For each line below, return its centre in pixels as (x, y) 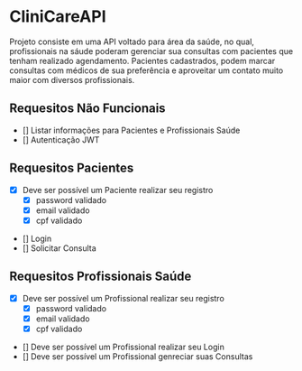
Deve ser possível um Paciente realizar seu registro (118, 190)
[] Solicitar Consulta (59, 248)
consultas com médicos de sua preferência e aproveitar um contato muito (146, 70)
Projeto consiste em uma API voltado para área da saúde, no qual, (132, 42)
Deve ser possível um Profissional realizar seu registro (124, 298)
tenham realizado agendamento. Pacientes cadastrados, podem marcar (142, 60)
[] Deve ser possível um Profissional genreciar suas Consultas (137, 356)
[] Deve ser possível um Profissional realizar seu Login (124, 347)
